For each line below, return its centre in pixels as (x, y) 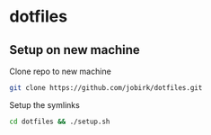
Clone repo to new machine (61, 71)
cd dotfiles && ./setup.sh (60, 121)
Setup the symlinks (45, 104)
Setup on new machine (75, 50)
